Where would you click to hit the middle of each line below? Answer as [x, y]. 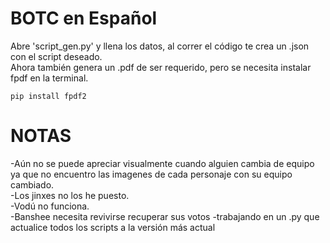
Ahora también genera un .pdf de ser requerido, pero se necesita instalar [161, 67]
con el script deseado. [56, 56]
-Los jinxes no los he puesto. [70, 195]
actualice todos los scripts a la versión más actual [113, 227]
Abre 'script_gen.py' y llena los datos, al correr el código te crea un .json [160, 46]
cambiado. [32, 184]
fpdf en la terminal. [49, 78]
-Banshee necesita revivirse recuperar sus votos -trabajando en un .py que [165, 216]
